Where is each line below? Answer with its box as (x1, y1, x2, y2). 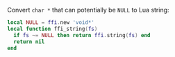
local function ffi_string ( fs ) (7, 25, 98, 32)
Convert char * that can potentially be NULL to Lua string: (7, 6, 169, 14)
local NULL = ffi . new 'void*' (7, 19, 95, 26)
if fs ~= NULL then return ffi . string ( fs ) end (13, 32, 151, 38)
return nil (13, 38, 45, 45)
